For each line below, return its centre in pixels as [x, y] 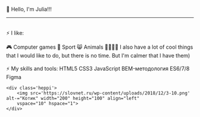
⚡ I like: [15, 33]
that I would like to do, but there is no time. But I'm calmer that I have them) [98, 56]
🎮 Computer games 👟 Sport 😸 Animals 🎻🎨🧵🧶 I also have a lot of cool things [100, 47]
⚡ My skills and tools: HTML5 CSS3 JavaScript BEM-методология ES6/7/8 [98, 69]
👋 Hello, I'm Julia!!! [29, 9]
